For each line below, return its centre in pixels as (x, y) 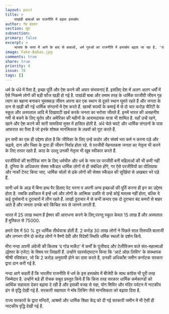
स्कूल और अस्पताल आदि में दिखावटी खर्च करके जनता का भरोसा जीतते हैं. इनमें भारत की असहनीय (82, 112)
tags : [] (14, 75)
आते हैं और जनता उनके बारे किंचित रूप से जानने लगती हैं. (51, 205)
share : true (18, 61)
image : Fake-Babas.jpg (29, 52)
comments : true (21, 57)
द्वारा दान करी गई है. (21, 263)
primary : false (21, 38)
